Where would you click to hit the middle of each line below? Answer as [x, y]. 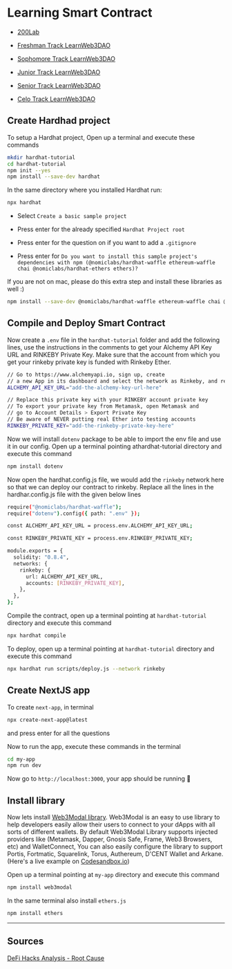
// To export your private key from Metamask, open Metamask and [103, 406]
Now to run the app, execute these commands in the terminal [94, 746]
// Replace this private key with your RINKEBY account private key [108, 400]
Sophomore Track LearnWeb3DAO [66, 58]
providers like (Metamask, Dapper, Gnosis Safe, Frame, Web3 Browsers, [110, 840]
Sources [26, 942]
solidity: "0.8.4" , [41, 558]
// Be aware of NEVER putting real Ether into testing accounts [101, 419]
